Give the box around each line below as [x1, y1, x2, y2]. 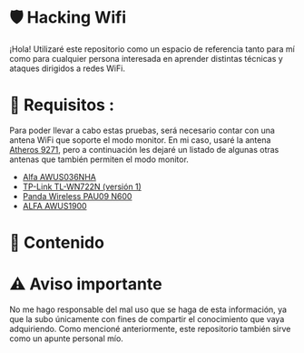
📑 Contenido [9, 233, 104, 253]
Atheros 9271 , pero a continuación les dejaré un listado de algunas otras [9, 144, 279, 155]
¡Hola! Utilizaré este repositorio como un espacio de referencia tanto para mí [9, 43, 295, 55]
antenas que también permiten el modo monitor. [9, 154, 189, 165]
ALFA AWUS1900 [22, 200, 88, 211]
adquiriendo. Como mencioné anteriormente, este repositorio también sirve [9, 324, 291, 334]
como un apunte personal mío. [9, 333, 124, 344]
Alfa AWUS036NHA [22, 171, 97, 182]
